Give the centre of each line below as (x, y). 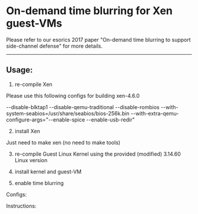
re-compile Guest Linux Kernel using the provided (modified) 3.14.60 (98, 154)
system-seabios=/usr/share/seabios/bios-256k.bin (68, 113)
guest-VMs (34, 23)
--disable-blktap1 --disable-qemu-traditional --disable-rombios (83, 107)
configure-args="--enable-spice (46, 120)
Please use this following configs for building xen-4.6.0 (73, 96)
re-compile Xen (34, 84)
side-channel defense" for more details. (55, 46)
